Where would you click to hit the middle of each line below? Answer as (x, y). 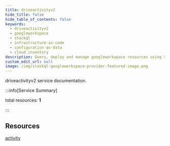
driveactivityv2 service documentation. (46, 81)
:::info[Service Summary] (31, 90)
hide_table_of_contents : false (38, 19)
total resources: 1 (23, 100)
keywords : (16, 24)
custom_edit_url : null (29, 62)
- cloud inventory (29, 52)
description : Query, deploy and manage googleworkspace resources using (83, 57)
